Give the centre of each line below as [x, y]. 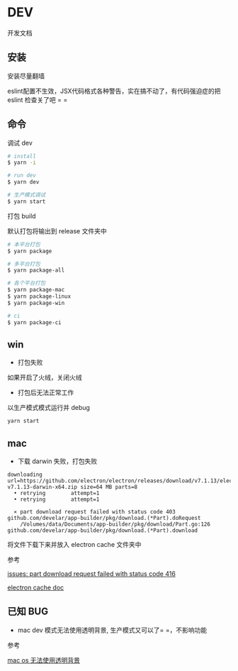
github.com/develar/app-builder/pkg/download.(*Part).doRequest [104, 518]
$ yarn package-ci [34, 322]
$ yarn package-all [36, 270]
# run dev [22, 176]
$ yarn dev [23, 182]
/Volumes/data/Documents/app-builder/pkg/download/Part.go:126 [115, 525]
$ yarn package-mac [36, 290]
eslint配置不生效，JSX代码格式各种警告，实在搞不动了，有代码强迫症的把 [114, 91]
